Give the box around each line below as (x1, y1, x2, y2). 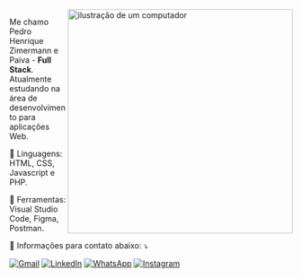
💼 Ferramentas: (9, 195, 67, 204)
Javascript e (9, 168, 56, 178)
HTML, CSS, (9, 158, 56, 169)
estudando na (9, 83, 61, 93)
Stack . (9, 65, 34, 74)
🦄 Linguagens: (9, 148, 63, 159)
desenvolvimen (9, 102, 66, 113)
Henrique (9, 36, 44, 46)
